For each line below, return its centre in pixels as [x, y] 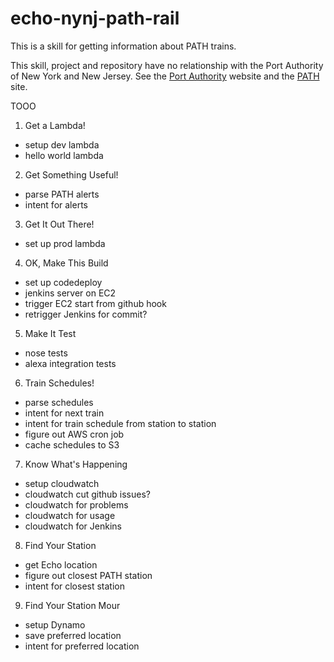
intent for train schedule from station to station [120, 423]
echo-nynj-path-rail [95, 18]
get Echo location [61, 564]
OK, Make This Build [66, 263]
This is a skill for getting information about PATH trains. [123, 46]
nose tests [46, 353]
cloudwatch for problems [76, 504]
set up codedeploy [63, 282]
